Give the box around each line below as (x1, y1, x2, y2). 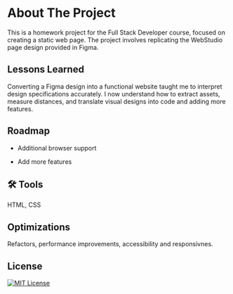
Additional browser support (17, 143, 97, 152)
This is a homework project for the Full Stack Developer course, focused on (7, 28, 226, 37)
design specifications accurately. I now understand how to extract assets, (7, 89, 220, 98)
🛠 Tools (7, 178, 44, 191)
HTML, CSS (7, 200, 41, 209)
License (7, 260, 43, 272)
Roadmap (7, 125, 51, 137)
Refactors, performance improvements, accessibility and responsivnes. (7, 240, 213, 248)
